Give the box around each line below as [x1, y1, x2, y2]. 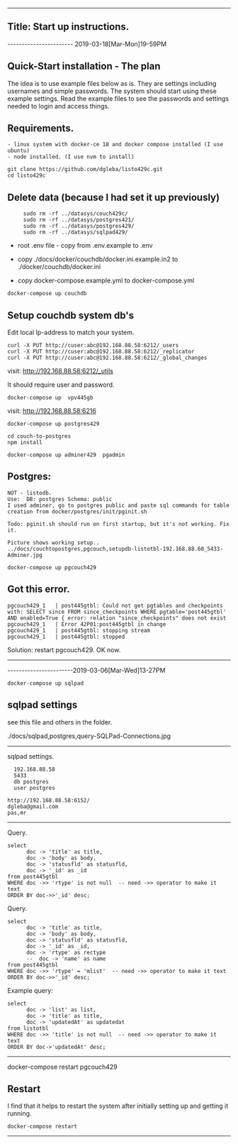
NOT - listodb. [7, 489, 52, 497]
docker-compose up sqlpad [7, 679, 84, 687]
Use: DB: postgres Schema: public [7, 495, 113, 502]
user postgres [13, 784, 55, 791]
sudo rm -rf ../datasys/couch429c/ [23, 210, 129, 217]
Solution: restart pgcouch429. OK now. [7, 645, 121, 654]
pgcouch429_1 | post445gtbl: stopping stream [7, 627, 151, 634]
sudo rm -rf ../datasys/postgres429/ [23, 223, 135, 230]
